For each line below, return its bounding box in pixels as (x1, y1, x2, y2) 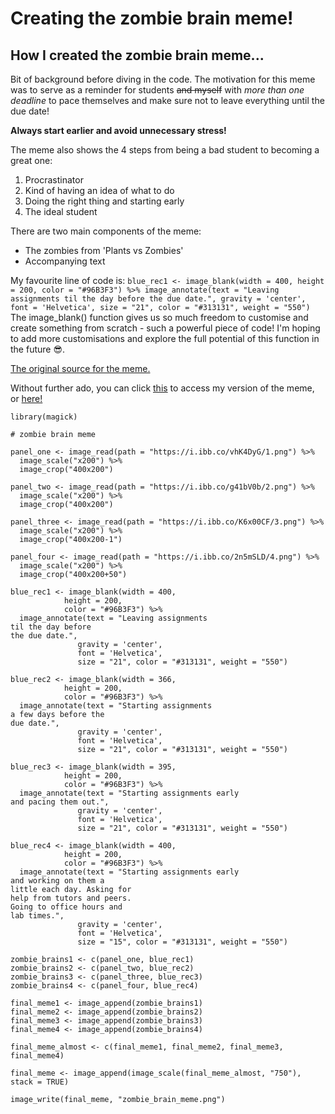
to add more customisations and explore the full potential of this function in (10, 333, 320, 344)
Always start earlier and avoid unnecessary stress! (10, 125, 227, 136)
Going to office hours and (10, 902, 123, 912)
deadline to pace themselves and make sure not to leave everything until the (10, 95, 325, 106)
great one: (10, 155, 53, 166)
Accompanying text (24, 255, 106, 267)
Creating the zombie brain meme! (10, 7, 294, 30)
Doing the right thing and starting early (24, 195, 185, 207)
